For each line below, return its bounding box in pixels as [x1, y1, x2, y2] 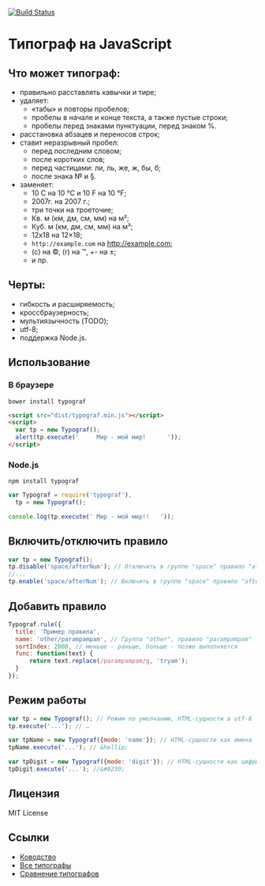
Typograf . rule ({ [8, 620, 62, 628]
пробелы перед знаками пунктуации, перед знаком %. [31, 121, 217, 130]
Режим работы [8, 694, 87, 707]
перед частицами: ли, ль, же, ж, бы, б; [31, 163, 162, 172]
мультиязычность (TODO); [19, 316, 109, 326]
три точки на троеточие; [31, 205, 114, 214]
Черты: [8, 278, 46, 292]
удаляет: [19, 96, 50, 105]
